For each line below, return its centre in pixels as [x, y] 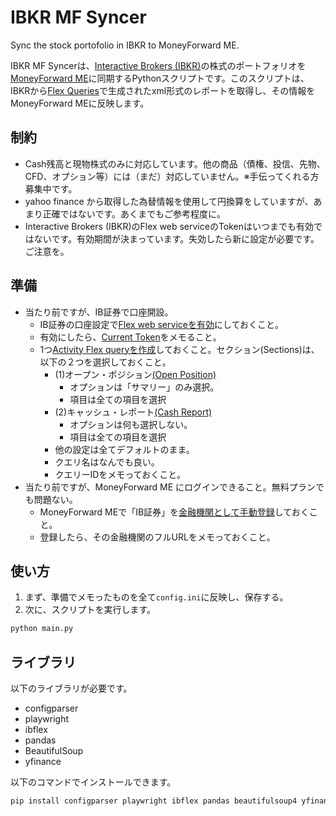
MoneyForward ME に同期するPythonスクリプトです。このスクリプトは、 [160, 78]
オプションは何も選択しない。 [131, 424]
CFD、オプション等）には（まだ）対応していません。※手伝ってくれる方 [172, 176]
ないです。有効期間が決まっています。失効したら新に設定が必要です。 [176, 238]
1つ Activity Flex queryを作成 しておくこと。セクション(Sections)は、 [179, 349]
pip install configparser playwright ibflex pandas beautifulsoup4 [154, 801]
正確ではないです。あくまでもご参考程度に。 [134, 213]
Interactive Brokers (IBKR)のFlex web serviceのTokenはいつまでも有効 [169, 226]
